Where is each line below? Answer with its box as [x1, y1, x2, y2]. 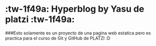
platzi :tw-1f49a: [5, 14, 75, 25]
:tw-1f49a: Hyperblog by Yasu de [5, 3, 145, 15]
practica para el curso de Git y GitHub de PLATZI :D [5, 35, 111, 41]
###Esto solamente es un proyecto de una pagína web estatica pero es [5, 30, 151, 36]
